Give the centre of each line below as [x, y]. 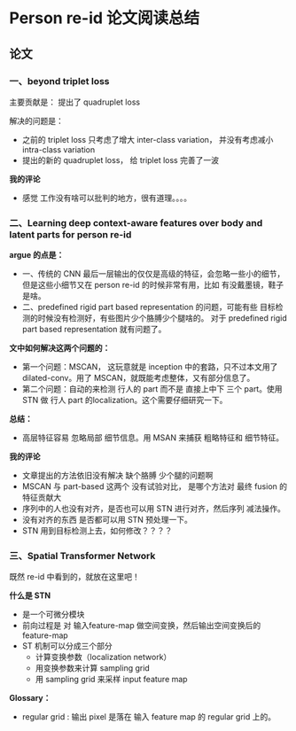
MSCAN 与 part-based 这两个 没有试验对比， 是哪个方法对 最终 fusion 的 [155, 486]
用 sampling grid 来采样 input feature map [111, 680]
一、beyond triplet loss [59, 81]
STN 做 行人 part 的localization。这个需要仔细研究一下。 [125, 400]
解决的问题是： [36, 121]
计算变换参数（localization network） [103, 657]
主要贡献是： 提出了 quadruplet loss [74, 102]
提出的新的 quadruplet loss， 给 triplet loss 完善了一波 [121, 159]
